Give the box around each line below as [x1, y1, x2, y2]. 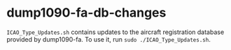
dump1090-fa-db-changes [6, 5, 167, 21]
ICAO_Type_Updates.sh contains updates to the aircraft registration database [6, 28, 225, 36]
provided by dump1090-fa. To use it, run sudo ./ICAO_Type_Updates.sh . [6, 35, 211, 43]
